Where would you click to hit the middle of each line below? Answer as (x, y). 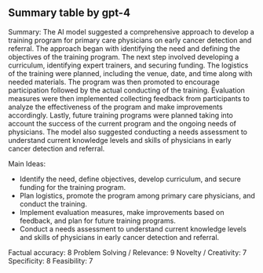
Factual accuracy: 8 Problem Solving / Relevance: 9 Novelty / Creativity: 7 (128, 252)
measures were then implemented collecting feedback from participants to (129, 98)
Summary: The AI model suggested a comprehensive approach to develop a (131, 31)
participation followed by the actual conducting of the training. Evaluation (127, 90)
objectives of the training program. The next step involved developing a (124, 56)
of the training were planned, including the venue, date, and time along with (130, 73)
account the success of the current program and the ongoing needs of (122, 123)
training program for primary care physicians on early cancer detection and (130, 40)
